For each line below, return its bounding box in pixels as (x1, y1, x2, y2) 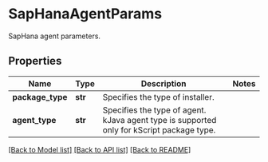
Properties (8, 54, 62, 68)
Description (140, 77, 187, 89)
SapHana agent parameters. (8, 31, 101, 41)
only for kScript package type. (102, 124, 216, 136)
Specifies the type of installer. (102, 91, 215, 102)
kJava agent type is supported (102, 114, 217, 125)
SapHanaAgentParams (8, 5, 163, 23)
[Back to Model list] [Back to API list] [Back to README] (8, 144, 191, 154)
